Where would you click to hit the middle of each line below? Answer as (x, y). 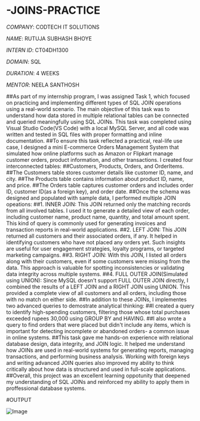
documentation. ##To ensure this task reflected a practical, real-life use (94, 140)
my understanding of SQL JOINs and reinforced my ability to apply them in (98, 382)
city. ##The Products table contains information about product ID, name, (95, 179)
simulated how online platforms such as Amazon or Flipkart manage (90, 153)
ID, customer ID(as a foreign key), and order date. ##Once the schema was (99, 191)
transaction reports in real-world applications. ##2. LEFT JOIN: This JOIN (96, 229)
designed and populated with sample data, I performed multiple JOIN (91, 198)
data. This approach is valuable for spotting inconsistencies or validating (96, 268)
